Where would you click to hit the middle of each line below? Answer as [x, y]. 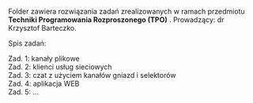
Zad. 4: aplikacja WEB [44, 83]
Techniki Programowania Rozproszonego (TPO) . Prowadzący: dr [116, 20]
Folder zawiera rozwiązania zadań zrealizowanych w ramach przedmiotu [126, 11]
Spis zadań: [27, 43]
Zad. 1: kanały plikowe [44, 59]
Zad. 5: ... [24, 92]
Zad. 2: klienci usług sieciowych [60, 67]
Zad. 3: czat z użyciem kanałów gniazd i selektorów [92, 75]
